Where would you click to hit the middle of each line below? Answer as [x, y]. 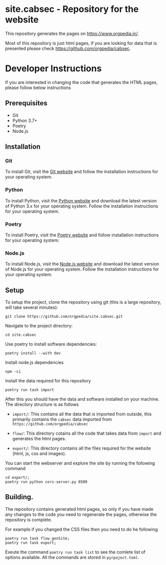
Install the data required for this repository [48, 381]
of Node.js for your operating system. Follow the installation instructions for [82, 269]
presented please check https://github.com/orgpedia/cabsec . [68, 48]
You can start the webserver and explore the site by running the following [80, 463]
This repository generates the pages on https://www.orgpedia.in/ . [72, 33]
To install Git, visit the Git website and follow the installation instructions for [82, 172]
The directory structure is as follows [42, 404]
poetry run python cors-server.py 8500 [46, 482]
